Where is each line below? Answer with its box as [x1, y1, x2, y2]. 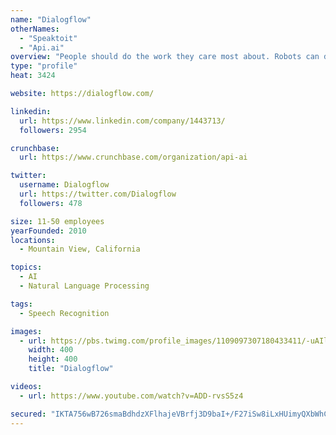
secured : [10, 409, 47, 419]
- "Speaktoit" [19, 33, 78, 43]
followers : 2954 [19, 125, 87, 135]
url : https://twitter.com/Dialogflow [19, 189, 177, 199]
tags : [10, 299, 33, 309]
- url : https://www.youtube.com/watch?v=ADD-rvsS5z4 [19, 391, 244, 401]
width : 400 [28, 345, 74, 355]
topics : [10, 262, 43, 273]
